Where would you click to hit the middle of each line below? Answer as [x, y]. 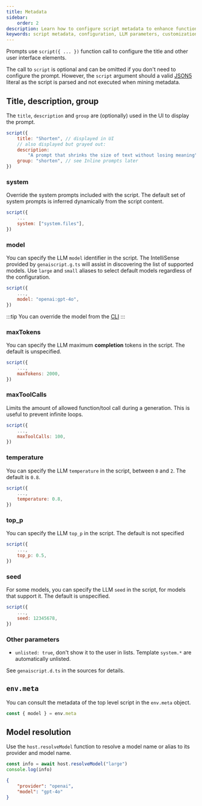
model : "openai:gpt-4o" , [48, 299]
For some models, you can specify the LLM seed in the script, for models [96, 590]
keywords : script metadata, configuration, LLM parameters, [83, 34]
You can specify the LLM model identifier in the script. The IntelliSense [93, 258]
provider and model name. [39, 753]
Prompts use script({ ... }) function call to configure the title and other [97, 51]
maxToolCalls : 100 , [41, 436]
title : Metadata [26, 12]
